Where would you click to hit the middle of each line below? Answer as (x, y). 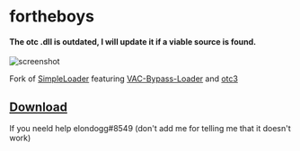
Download (38, 107)
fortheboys (52, 17)
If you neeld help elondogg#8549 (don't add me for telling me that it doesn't (150, 129)
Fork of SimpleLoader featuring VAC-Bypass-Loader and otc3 (124, 79)
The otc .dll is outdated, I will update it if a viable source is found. (133, 41)
